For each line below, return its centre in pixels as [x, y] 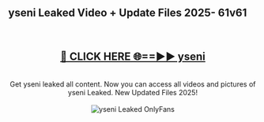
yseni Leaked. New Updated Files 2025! [133, 92]
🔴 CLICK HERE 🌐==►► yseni [133, 57]
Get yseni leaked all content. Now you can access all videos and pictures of [133, 84]
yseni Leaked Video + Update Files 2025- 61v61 [128, 13]
